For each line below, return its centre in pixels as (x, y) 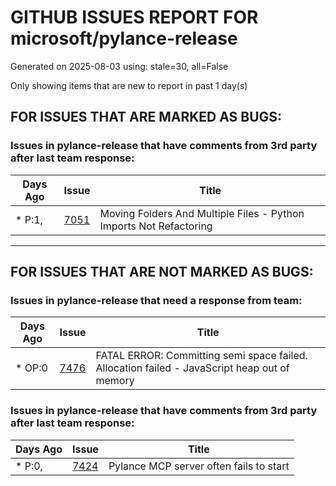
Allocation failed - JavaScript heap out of (192, 368)
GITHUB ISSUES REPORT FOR (134, 17)
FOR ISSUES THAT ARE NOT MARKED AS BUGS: (162, 272)
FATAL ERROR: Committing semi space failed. (201, 356)
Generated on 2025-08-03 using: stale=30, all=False (119, 66)
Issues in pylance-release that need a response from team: (156, 300)
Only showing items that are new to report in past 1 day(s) (129, 85)
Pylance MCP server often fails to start (199, 466)
